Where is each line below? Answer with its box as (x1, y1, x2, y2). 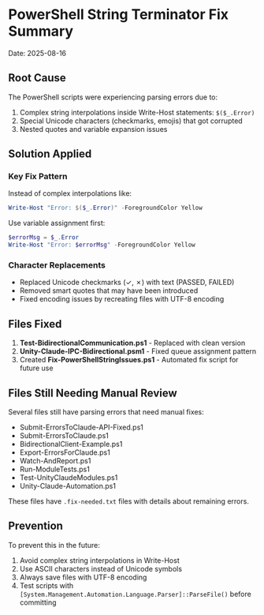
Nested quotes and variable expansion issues (19, 124, 168, 133)
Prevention (8, 519, 63, 533)
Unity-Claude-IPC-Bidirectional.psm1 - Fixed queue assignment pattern (19, 347, 257, 356)
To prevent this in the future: (8, 540, 101, 549)
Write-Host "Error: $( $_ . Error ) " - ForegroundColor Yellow (8, 204, 203, 212)
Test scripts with (19, 580, 74, 590)
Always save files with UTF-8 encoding (19, 572, 147, 582)
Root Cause (8, 71, 67, 84)
